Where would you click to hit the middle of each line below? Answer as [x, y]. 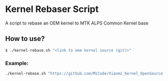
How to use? [25, 39]
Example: [17, 63]
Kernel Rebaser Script [52, 9]
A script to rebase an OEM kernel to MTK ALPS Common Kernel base [77, 23]
